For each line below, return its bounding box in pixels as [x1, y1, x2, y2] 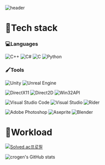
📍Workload [5, 126, 52, 138]
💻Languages [5, 41, 38, 48]
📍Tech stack [5, 23, 58, 34]
